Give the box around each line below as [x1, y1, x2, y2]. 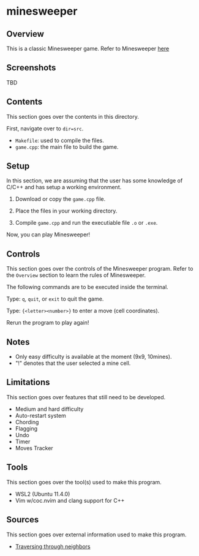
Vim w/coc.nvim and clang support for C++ [15, 497, 125, 504]
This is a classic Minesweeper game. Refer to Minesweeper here [6, 45, 170, 52]
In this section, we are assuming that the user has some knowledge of [6, 177, 183, 184]
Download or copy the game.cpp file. [15, 195, 106, 203]
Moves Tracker [15, 444, 53, 451]
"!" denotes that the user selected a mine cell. [15, 359, 131, 367]
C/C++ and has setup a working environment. [6, 184, 122, 191]
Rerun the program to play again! [6, 319, 89, 326]
